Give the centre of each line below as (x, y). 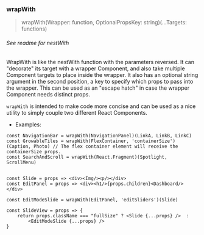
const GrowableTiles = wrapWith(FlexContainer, (68, 141)
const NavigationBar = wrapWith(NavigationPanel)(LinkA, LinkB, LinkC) (99, 136)
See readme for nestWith (38, 43)
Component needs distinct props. (48, 94)
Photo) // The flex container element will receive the (106, 146)
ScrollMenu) (21, 162)
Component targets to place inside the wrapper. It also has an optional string (102, 74)
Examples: (28, 125)
